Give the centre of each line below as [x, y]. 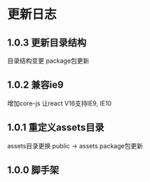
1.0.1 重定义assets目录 [56, 128]
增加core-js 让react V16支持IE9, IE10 [60, 103]
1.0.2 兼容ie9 [36, 85]
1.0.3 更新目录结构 [47, 43]
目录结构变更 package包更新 [48, 61]
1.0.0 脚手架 [33, 170]
